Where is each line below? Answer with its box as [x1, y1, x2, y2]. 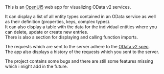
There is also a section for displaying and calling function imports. [5, 34, 138, 40]
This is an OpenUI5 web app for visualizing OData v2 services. [5, 4, 131, 10]
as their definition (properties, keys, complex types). [5, 19, 111, 24]
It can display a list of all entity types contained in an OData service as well [5, 14, 156, 19]
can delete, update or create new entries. [5, 29, 89, 35]
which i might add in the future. [5, 63, 68, 69]
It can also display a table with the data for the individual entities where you [5, 24, 157, 30]
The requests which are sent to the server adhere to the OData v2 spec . [5, 44, 150, 49]
